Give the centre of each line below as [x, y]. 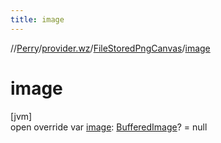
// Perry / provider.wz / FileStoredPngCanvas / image [110, 48]
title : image [37, 19]
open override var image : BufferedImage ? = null [109, 127]
